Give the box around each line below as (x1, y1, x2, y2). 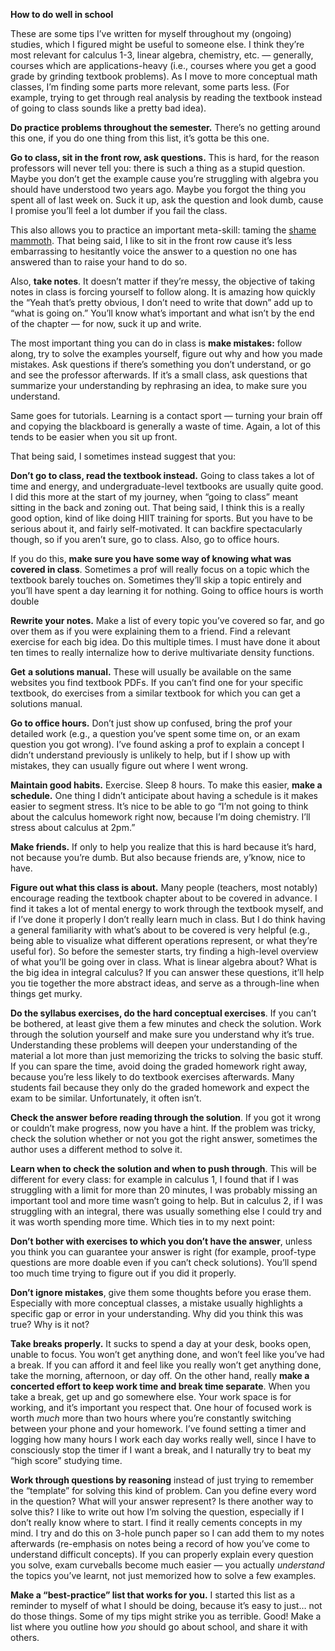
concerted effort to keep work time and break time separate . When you (10, 1380, 311, 1392)
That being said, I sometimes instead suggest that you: (10, 450, 237, 462)
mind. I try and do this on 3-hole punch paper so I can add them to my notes (10, 1527, 325, 1539)
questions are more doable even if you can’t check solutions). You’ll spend (10, 1257, 318, 1268)
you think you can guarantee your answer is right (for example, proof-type (10, 1246, 317, 1258)
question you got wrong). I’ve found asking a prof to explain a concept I (10, 739, 305, 750)
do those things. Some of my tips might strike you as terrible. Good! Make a (10, 1610, 322, 1622)
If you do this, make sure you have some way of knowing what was (10, 553, 292, 564)
